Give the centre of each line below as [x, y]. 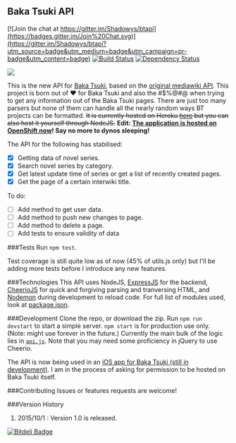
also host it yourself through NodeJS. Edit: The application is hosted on [112, 123]
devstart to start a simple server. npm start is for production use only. [109, 326]
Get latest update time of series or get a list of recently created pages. [119, 174]
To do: [17, 196]
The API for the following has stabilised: [65, 144]
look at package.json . [38, 305]
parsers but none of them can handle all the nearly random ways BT [106, 108]
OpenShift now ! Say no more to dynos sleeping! [79, 131]
